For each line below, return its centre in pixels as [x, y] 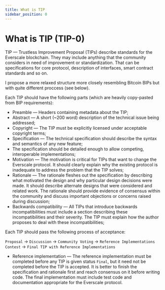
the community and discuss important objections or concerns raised [82, 196]
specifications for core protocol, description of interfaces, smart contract [79, 68]
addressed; [24, 123]
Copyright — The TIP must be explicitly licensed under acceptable [79, 128]
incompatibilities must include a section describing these [70, 212]
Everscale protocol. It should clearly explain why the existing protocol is [85, 165]
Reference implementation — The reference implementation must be [82, 256]
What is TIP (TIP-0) [45, 39]
